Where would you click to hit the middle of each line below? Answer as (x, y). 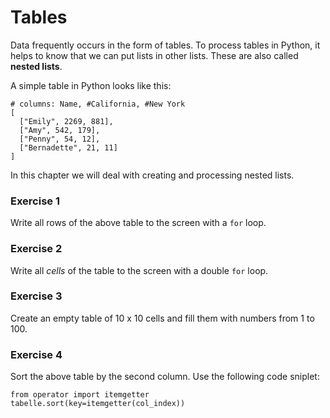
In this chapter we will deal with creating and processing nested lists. (152, 175)
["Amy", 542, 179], (60, 130)
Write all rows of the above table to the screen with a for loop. (138, 223)
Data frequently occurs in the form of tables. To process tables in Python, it (165, 45)
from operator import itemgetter (80, 395)
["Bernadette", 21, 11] (68, 147)
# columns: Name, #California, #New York (98, 104)
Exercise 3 (36, 296)
